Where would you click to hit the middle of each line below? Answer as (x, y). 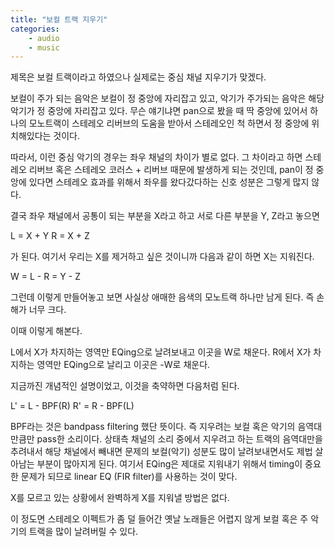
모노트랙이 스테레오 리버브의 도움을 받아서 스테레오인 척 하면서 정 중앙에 (169, 123)
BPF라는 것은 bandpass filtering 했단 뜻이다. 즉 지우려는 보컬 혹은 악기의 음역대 (166, 427)
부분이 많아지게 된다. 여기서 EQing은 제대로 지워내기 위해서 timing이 (169, 464)
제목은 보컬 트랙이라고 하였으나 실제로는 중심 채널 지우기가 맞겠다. (138, 77)
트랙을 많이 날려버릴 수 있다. (83, 532)
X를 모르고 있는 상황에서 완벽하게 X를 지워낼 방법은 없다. (120, 498)
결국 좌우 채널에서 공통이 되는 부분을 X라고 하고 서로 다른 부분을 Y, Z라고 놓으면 (165, 216)
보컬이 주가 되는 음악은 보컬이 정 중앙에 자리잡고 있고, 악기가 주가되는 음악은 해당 (167, 98)
